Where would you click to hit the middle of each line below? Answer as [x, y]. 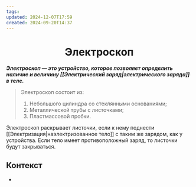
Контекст [24, 165]
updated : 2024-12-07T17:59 [39, 17]
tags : [13, 12]
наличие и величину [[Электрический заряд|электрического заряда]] [98, 75]
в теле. [15, 81]
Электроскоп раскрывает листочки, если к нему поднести [80, 128]
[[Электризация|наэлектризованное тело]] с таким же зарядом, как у [94, 134]
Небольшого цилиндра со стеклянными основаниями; [98, 104]
